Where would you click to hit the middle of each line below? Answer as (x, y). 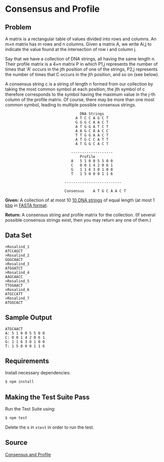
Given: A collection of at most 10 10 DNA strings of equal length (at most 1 (80, 200)
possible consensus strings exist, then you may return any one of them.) (78, 220)
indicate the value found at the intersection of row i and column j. (71, 49)
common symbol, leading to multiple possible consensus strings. (71, 105)
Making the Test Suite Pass (47, 397)
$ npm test (16, 418)
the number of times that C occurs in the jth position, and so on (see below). (82, 74)
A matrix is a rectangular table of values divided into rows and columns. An (81, 39)
